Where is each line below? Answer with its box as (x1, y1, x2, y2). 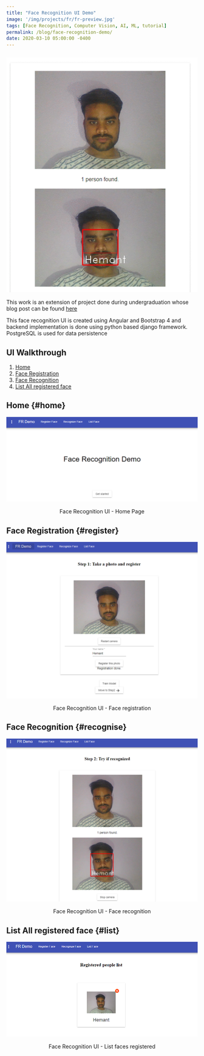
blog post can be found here (6, 305, 78, 312)
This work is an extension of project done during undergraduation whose (6, 298, 189, 306)
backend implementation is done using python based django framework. (6, 323, 188, 331)
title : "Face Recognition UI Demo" (6, 10, 97, 16)
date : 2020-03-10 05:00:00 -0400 (6, 35, 91, 42)
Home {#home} (6, 400, 66, 411)
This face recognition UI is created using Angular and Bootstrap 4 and (6, 317, 181, 324)
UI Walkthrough (6, 347, 67, 358)
